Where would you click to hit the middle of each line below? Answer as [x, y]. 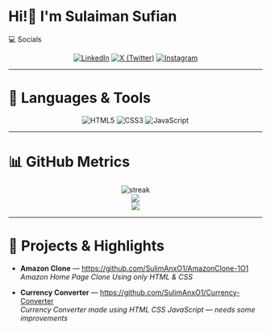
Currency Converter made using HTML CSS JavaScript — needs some [138, 309]
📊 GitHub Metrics [69, 162]
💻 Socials [25, 39]
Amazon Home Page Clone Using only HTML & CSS [106, 276]
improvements [44, 318]
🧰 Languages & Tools [80, 98]
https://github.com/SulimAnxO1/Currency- [170, 292]
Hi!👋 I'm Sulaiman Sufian [93, 17]
